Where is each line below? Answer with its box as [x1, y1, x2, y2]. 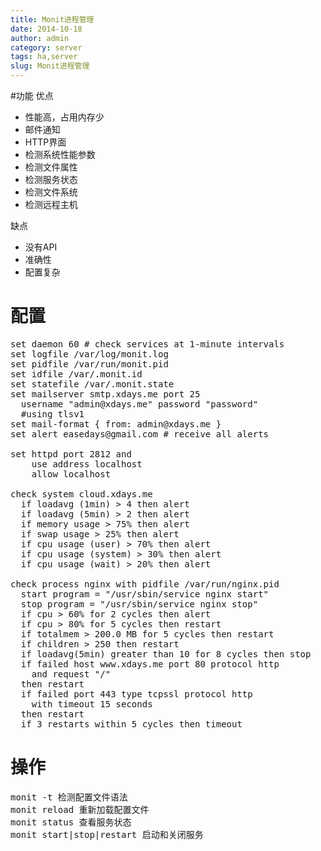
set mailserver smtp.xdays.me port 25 [10, 388, 201, 400]
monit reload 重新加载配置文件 [10, 804, 150, 815]
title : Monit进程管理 [10, 14, 95, 25]
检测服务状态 [24, 174, 78, 185]
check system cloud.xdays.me [10, 488, 153, 500]
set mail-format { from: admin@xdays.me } [10, 418, 222, 430]
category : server [10, 42, 83, 53]
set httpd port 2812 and [10, 448, 132, 460]
